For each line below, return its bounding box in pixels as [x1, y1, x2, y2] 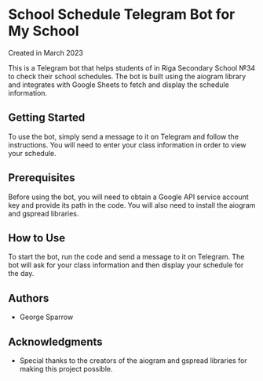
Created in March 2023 [8, 48, 84, 57]
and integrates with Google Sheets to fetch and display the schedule [8, 80, 229, 89]
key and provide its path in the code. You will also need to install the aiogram [8, 200, 256, 209]
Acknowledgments [8, 335, 104, 348]
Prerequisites [8, 171, 75, 185]
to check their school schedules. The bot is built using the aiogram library [8, 71, 247, 81]
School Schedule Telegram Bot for [8, 5, 236, 24]
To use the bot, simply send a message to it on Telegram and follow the [8, 132, 239, 141]
